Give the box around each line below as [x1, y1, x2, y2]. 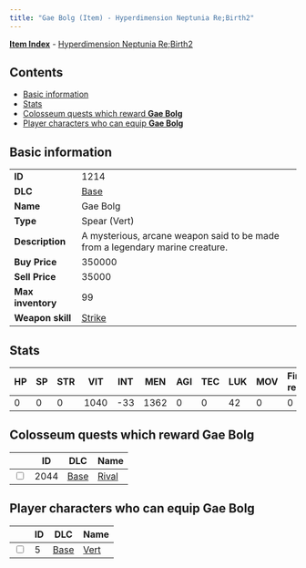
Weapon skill [14, 312, 72, 325]
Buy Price [14, 256, 57, 269]
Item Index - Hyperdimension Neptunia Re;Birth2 [9, 38, 193, 49]
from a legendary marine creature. [81, 241, 228, 253]
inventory [14, 297, 57, 310]
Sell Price [14, 271, 56, 284]
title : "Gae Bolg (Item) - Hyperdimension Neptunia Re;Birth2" [9, 13, 255, 23]
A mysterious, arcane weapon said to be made [81, 230, 280, 243]
